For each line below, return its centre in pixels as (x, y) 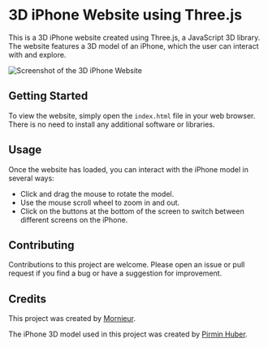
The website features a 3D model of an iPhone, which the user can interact (134, 46)
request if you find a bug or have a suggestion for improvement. (115, 273)
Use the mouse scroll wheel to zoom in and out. (100, 202)
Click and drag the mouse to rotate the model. (97, 193)
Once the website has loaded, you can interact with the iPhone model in (129, 169)
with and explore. (37, 54)
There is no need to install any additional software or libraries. (112, 124)
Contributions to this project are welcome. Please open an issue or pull (127, 265)
